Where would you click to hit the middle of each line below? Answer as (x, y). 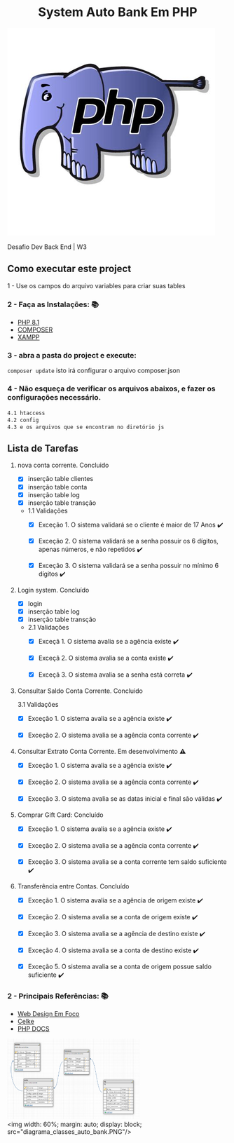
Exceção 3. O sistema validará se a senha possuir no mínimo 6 (129, 565)
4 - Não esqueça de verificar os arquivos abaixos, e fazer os (111, 388)
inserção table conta (57, 487)
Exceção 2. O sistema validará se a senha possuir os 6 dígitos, (128, 541)
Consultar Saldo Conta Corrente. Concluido (80, 691)
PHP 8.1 (28, 323)
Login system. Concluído (53, 590)
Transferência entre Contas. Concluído (73, 886)
